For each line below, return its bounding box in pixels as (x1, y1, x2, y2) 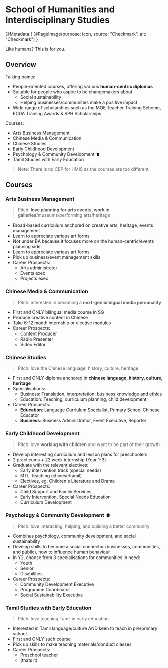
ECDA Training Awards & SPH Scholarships (12, 110, 102, 116)
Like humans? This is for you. (5, 46, 66, 52)
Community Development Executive (20, 581, 94, 587)
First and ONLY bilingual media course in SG (12, 309, 104, 315)
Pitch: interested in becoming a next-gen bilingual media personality (17, 299, 162, 305)
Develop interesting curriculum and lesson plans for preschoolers (12, 451, 148, 458)
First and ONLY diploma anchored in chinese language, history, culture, (12, 375, 163, 381)
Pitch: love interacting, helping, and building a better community (17, 523, 150, 529)
